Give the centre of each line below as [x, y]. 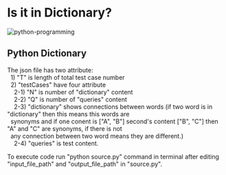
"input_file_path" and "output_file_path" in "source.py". [85, 164]
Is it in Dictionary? [59, 13]
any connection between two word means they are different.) [97, 136]
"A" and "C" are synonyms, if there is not [65, 128]
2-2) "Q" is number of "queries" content [70, 99]
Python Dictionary [47, 53]
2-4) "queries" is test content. [56, 143]
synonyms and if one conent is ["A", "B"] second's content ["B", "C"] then [114, 121]
